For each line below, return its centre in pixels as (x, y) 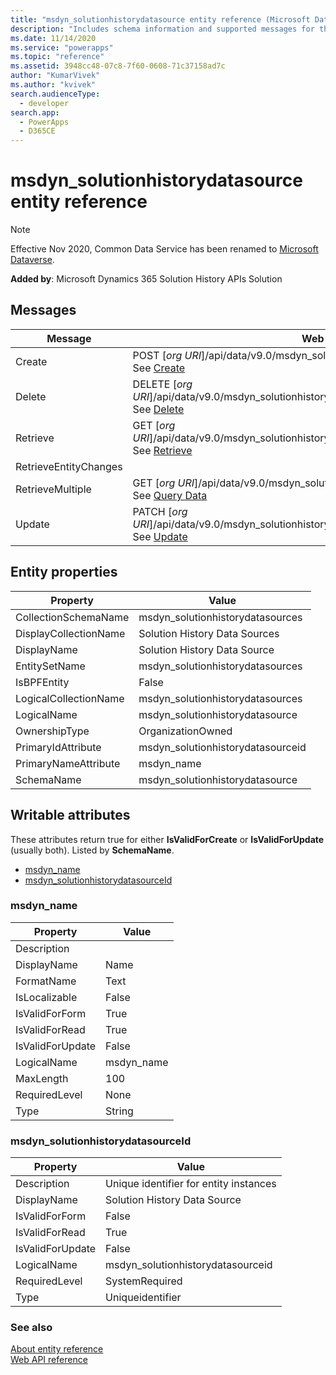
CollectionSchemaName (72, 617)
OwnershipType (52, 731)
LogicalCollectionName (70, 698)
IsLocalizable (46, 997)
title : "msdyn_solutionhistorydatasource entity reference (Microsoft (160, 19)
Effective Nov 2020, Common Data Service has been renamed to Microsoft (164, 249)
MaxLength (42, 1078)
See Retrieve (162, 450)
